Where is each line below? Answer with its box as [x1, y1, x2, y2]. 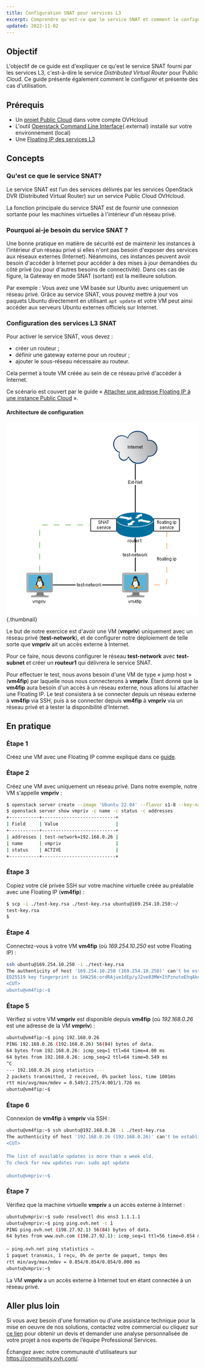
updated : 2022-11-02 [6, 23, 59, 29]
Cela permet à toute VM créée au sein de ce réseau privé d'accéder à [6, 369, 182, 377]
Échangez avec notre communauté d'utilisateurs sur [6, 1348, 137, 1356]
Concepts [6, 153, 45, 164]
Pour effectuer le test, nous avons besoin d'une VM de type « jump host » [6, 671, 192, 678]
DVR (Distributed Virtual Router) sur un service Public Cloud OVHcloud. [6, 192, 185, 199]
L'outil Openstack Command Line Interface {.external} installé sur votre [15, 123, 192, 130]
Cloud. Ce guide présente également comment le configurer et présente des [6, 75, 198, 83]
